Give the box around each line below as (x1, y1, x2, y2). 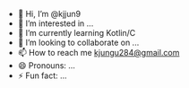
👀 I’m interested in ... (17, 18, 94, 29)
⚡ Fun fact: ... (17, 70, 67, 81)
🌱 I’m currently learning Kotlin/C (17, 28, 136, 38)
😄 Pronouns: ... (17, 60, 76, 71)
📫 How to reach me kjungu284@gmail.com (17, 48, 180, 57)
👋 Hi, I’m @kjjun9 (17, 9, 82, 19)
